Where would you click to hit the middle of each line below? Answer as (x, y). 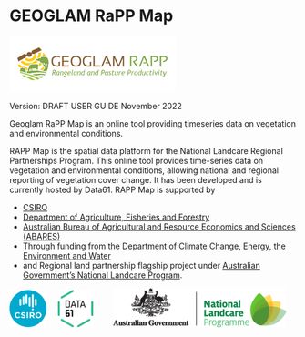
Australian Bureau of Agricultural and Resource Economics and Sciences (159, 226)
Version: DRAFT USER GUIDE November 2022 (96, 106)
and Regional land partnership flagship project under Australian (142, 265)
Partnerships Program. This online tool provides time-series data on (137, 160)
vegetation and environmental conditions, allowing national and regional (144, 170)
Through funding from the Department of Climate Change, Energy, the (154, 246)
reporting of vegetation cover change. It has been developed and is (136, 179)
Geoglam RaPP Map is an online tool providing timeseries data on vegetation (152, 123)
